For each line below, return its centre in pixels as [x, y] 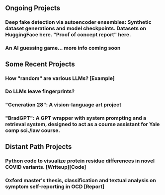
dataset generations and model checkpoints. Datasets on [76, 28]
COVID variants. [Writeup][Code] [46, 167]
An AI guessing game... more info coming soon [63, 48]
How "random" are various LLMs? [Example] [60, 78]
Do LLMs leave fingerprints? [40, 91]
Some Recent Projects [40, 64]
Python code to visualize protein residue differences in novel [80, 161]
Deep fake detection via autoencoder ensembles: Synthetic [78, 22]
